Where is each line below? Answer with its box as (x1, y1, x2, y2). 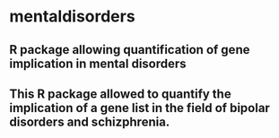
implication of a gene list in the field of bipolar (9, 100, 271, 116)
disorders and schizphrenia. (9, 114, 170, 129)
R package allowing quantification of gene (9, 42, 250, 57)
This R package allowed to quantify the (9, 86, 231, 101)
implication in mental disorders (9, 56, 187, 71)
